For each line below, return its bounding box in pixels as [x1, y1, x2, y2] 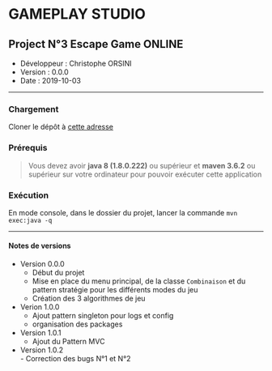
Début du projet [32, 268, 85, 278]
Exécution [8, 190, 49, 201]
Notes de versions [8, 241, 71, 251]
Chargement [8, 103, 59, 114]
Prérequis [8, 143, 48, 154]
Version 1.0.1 [19, 328, 62, 338]
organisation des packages [32, 319, 123, 329]
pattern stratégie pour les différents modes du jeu [32, 285, 198, 295]
